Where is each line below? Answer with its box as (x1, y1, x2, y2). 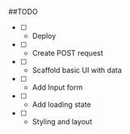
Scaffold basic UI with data (31, 65, 123, 75)
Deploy (31, 31, 57, 40)
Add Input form (31, 82, 83, 92)
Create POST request (31, 48, 103, 57)
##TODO (8, 7, 38, 16)
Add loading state (31, 100, 91, 109)
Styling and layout (31, 117, 93, 126)
